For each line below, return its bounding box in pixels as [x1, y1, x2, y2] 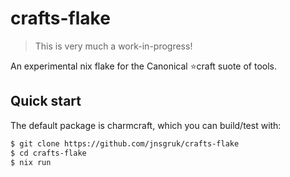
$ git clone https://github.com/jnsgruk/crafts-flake [10, 138, 240, 149]
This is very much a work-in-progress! [34, 40, 193, 52]
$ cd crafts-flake [10, 148, 87, 158]
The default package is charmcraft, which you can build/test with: [10, 119, 282, 131]
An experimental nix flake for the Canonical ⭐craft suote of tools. [10, 60, 278, 72]
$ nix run [10, 157, 52, 167]
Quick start [10, 93, 82, 110]
